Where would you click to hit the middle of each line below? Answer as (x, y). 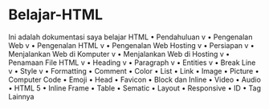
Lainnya (21, 96)
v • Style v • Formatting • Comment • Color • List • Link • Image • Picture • (134, 71)
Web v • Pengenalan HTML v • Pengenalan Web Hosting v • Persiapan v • (131, 45)
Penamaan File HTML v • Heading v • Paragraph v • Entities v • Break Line (132, 63)
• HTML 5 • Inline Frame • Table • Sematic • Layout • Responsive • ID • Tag (135, 88)
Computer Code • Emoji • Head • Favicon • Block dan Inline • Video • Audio (134, 79)
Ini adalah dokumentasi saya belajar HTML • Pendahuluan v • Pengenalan (130, 37)
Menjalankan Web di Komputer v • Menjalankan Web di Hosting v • (119, 54)
